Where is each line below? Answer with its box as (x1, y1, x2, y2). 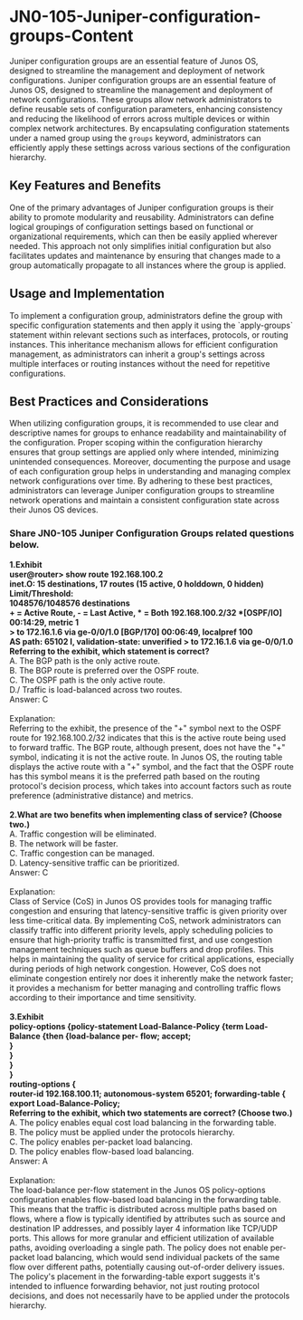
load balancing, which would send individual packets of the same (36, 1251, 280, 1262)
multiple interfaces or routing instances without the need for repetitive (9, 358, 270, 368)
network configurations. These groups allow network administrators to (9, 93, 272, 105)
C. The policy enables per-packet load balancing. (9, 1136, 193, 1147)
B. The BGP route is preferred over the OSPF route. (9, 665, 200, 675)
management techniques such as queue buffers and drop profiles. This (9, 943, 274, 954)
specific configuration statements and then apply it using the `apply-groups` (9, 320, 294, 330)
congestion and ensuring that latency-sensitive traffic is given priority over (9, 905, 288, 916)
